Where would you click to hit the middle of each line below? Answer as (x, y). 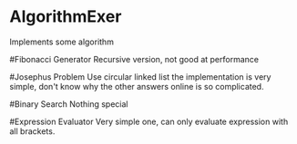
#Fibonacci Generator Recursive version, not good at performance (134, 59)
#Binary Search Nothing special (69, 104)
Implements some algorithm (61, 42)
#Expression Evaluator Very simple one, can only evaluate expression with (149, 121)
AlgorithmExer (66, 17)
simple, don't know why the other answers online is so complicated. (137, 86)
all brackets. (32, 131)
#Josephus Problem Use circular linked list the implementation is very (140, 77)
